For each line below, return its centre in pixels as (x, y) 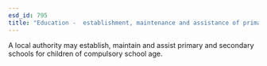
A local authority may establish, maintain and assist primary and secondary (131, 45)
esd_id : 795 (28, 15)
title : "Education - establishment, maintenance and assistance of (124, 23)
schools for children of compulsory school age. (85, 53)
